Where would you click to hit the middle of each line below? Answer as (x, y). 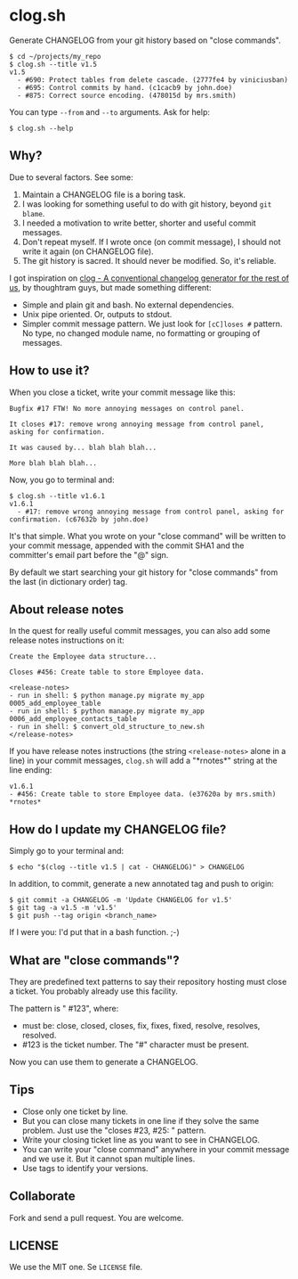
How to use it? (49, 371)
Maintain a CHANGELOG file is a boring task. (104, 194)
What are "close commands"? (94, 960)
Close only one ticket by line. (75, 1111)
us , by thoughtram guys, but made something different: (110, 287)
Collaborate (42, 1197)
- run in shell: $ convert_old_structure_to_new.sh (107, 727)
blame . (33, 213)
